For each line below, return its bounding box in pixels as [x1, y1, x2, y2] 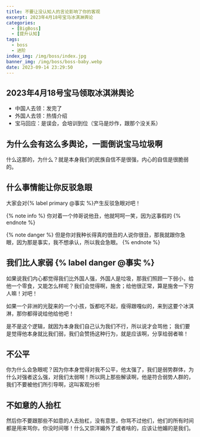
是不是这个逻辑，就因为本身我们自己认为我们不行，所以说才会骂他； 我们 [6, 322, 185, 330]
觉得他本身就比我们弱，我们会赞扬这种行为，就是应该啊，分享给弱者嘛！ [11, 330, 189, 337]
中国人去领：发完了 [14, 105, 62, 112]
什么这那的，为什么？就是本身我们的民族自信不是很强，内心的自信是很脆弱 [6, 156, 189, 163]
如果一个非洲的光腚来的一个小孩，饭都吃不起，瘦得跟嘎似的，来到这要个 [6, 302, 183, 309]
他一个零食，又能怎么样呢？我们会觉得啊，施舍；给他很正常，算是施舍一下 [6, 282, 189, 290]
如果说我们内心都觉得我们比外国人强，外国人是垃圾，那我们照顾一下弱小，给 [6, 275, 194, 282]
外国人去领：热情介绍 [14, 112, 67, 119]
